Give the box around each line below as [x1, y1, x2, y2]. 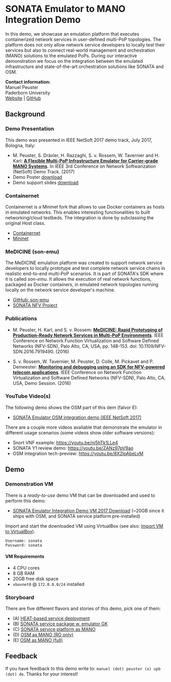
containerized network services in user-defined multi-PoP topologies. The [5, 36, 161, 42]
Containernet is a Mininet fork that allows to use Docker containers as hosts [5, 203, 165, 210]
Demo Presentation [5, 125, 55, 132]
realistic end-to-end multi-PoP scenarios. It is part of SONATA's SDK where [5, 270, 164, 277]
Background [5, 110, 45, 119]
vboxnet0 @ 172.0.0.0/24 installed [12, 581, 85, 587]
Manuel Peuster [5, 84, 39, 90]
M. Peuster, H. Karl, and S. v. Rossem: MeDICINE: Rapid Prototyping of [12, 327, 163, 333]
